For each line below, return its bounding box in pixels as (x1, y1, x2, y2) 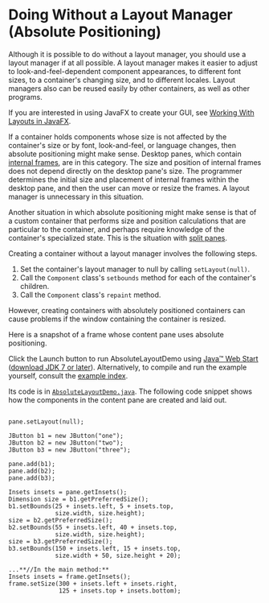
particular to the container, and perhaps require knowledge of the (8, 224, 225, 234)
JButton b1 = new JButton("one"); (8, 432, 124, 440)
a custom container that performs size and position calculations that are (8, 216, 247, 225)
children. (19, 281, 50, 291)
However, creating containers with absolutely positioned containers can (8, 305, 246, 315)
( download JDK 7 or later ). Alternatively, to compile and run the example (8, 362, 247, 372)
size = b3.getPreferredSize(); (8, 537, 113, 545)
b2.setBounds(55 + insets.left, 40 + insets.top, (8, 523, 178, 531)
